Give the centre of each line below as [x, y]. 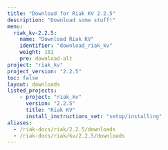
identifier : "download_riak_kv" [66, 46]
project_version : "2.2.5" [44, 71]
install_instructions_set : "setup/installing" [94, 116]
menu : [15, 26]
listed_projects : [32, 91]
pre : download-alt [46, 59]
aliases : [20, 123]
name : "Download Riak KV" [57, 39]
